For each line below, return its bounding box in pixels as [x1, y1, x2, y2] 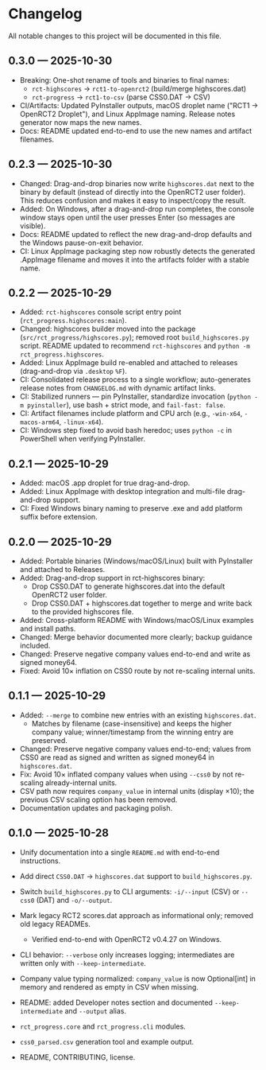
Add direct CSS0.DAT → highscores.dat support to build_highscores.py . [19, 871, 253, 881]
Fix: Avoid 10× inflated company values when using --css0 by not [19, 769, 233, 779]
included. [19, 641, 51, 650]
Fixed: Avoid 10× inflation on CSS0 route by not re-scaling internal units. [19, 666, 256, 675]
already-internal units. [44, 777, 118, 788]
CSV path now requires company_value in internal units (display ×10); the [19, 786, 255, 796]
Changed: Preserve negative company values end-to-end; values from [19, 744, 252, 753]
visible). [19, 220, 46, 231]
